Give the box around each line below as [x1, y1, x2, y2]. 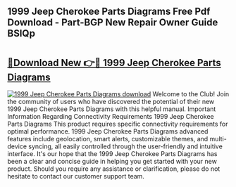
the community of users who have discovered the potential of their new [7, 98, 215, 105]
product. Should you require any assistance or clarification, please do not [7, 165, 221, 173]
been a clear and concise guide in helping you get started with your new [7, 157, 217, 165]
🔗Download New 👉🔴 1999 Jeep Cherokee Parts [7, 56, 222, 69]
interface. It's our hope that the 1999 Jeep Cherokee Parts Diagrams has [7, 150, 218, 157]
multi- [209, 135, 227, 143]
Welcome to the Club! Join [152, 90, 230, 98]
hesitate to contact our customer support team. [7, 172, 144, 180]
